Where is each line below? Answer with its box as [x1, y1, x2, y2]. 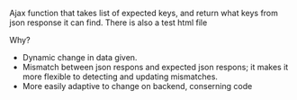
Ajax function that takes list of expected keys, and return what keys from [9, 8, 279, 18]
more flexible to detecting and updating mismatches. [22, 71, 219, 82]
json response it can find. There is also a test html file [9, 17, 208, 28]
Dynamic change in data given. [22, 52, 138, 62]
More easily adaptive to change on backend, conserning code [22, 81, 253, 91]
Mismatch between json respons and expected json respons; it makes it [22, 62, 289, 72]
